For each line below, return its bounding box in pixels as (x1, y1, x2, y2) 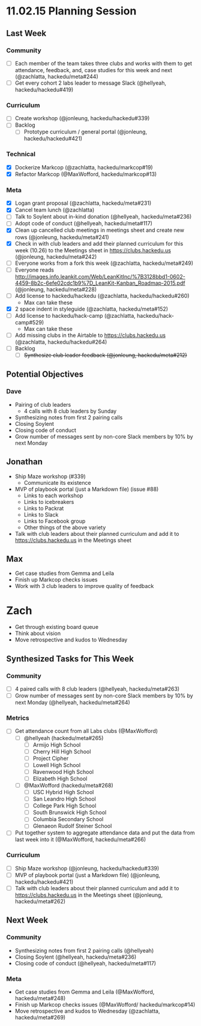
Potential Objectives (6, 369, 84, 380)
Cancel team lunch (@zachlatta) (14, 206, 95, 214)
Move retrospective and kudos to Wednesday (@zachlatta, (14, 1007, 160, 1015)
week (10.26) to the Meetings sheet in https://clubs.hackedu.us (14, 246, 171, 253)
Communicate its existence (23, 479, 91, 486)
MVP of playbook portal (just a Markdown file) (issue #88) (14, 485, 159, 493)
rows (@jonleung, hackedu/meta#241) (14, 233, 109, 241)
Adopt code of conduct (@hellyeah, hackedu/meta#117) (14, 220, 153, 227)
